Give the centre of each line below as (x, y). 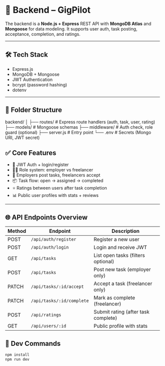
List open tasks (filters (119, 255)
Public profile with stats (121, 326)
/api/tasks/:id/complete (60, 301)
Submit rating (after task (122, 312)
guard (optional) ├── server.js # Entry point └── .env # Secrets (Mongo (78, 132)
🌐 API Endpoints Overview (46, 217)
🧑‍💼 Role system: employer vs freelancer (53, 170)
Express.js (23, 69)
